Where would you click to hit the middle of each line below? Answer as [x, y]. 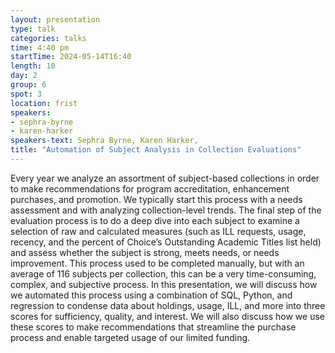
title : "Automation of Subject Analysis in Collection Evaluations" [156, 150]
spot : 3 [26, 94]
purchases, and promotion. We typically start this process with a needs [156, 199]
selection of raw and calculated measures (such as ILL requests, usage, [158, 231]
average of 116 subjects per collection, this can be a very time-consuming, [163, 273]
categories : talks [48, 38]
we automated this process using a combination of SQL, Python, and [151, 295]
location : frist [44, 103]
